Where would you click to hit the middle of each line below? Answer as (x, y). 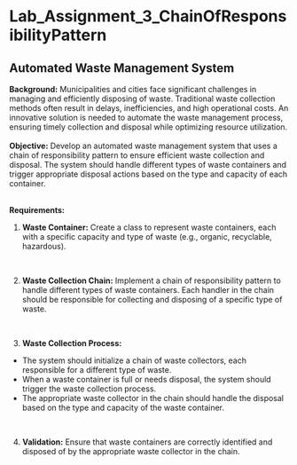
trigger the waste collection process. (89, 389)
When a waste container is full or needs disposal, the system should (147, 379)
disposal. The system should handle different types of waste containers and (148, 165)
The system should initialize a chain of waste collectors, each (134, 360)
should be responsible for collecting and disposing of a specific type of (152, 299)
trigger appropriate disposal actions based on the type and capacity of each (148, 174)
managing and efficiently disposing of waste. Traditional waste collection (142, 99)
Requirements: (37, 210)
